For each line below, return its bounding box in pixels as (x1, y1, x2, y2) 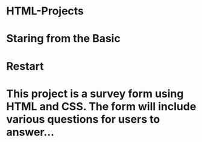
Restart (6, 59, 44, 73)
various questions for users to (6, 113, 160, 126)
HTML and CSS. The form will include (6, 99, 197, 113)
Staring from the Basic (6, 32, 121, 46)
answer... (6, 125, 55, 139)
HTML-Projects (6, 4, 84, 18)
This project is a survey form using (6, 87, 184, 100)
